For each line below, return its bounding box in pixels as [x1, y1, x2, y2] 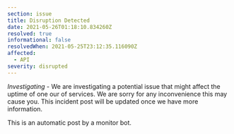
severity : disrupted [7, 63, 69, 70]
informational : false [7, 37, 71, 44]
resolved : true [7, 30, 52, 37]
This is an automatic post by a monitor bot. [7, 118, 132, 127]
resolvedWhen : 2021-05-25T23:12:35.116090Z [7, 43, 138, 50]
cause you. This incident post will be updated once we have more [7, 97, 199, 106]
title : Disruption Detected [7, 17, 90, 24]
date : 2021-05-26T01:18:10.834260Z [7, 23, 112, 30]
